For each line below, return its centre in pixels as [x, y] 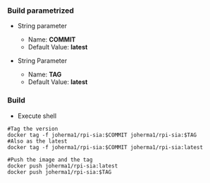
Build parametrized [41, 11]
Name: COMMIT [52, 40]
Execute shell [37, 116]
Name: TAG [45, 75]
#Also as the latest [38, 141]
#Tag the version [33, 129]
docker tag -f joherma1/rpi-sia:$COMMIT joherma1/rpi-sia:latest [105, 147]
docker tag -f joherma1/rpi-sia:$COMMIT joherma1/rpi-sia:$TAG [102, 135]
